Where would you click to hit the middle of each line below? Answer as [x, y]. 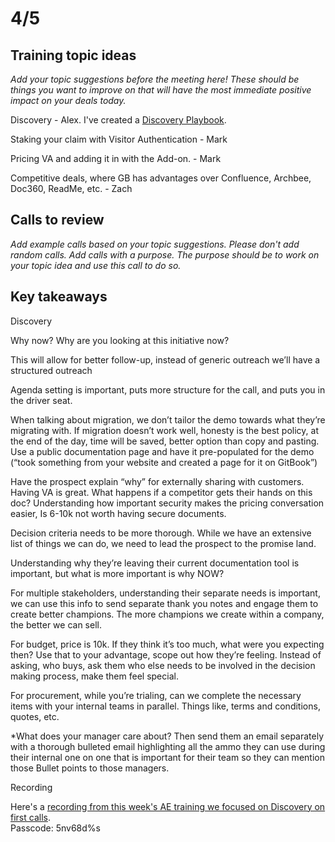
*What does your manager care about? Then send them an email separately [167, 736]
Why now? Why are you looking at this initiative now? [120, 340]
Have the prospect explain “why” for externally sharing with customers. [157, 481]
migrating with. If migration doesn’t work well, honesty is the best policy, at [164, 430]
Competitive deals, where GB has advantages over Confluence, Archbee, [161, 178]
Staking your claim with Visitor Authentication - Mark [119, 139]
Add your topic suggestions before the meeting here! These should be [155, 79]
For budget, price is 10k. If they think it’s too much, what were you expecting [167, 644]
